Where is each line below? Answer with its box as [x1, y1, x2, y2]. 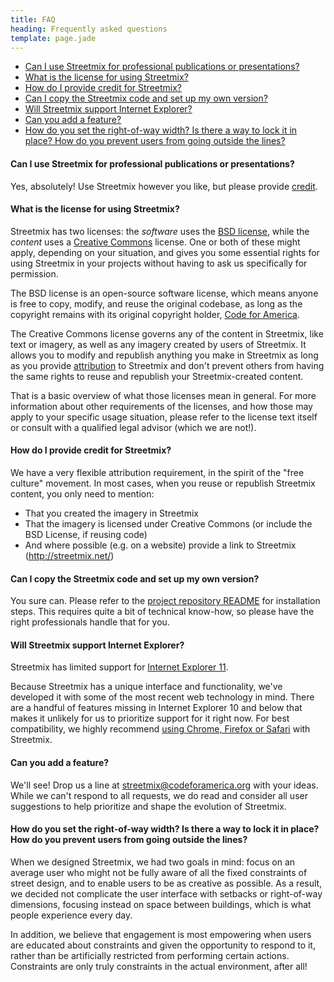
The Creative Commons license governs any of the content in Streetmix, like [10, 327, 324, 340]
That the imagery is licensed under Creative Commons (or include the [24, 517, 313, 530]
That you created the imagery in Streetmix [24, 507, 199, 519]
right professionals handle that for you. [10, 616, 170, 628]
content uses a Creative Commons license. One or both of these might [10, 236, 301, 248]
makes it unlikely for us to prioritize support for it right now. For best [10, 712, 290, 725]
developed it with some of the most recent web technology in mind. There [10, 691, 315, 703]
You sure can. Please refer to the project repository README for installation [10, 595, 321, 607]
